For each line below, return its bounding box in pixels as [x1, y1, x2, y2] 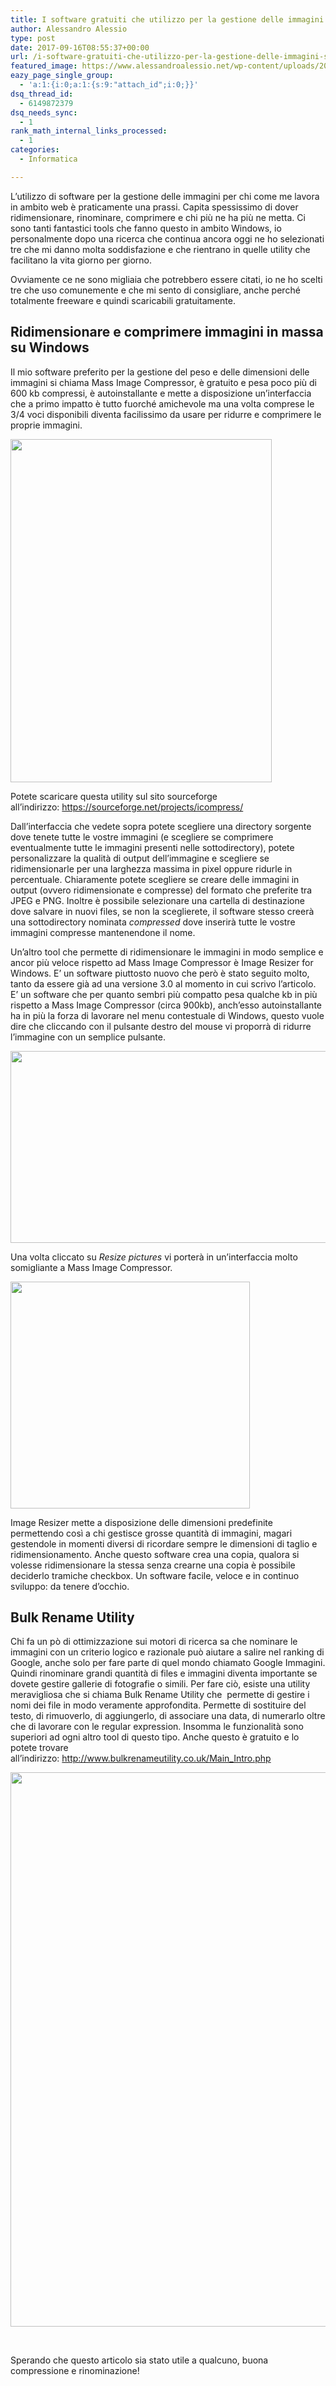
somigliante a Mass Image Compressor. [10, 1261, 173, 1273]
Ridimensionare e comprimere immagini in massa [10, 324, 324, 341]
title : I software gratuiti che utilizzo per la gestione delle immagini [10, 14, 325, 25]
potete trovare [10, 1742, 69, 1754]
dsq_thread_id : [10, 89, 74, 99]
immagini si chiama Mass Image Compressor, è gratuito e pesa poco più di [10, 376, 317, 388]
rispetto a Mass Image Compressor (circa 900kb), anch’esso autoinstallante [10, 999, 322, 1011]
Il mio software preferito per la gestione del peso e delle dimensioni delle [10, 366, 310, 378]
